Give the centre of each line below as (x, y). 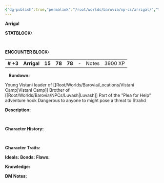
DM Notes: (16, 176)
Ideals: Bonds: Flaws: (28, 157)
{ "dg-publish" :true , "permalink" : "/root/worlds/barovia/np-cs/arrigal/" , (81, 10)
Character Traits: (23, 147)
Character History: (24, 129)
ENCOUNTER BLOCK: (27, 52)
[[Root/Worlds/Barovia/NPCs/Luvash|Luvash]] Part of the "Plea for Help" (78, 95)
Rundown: (19, 75)
